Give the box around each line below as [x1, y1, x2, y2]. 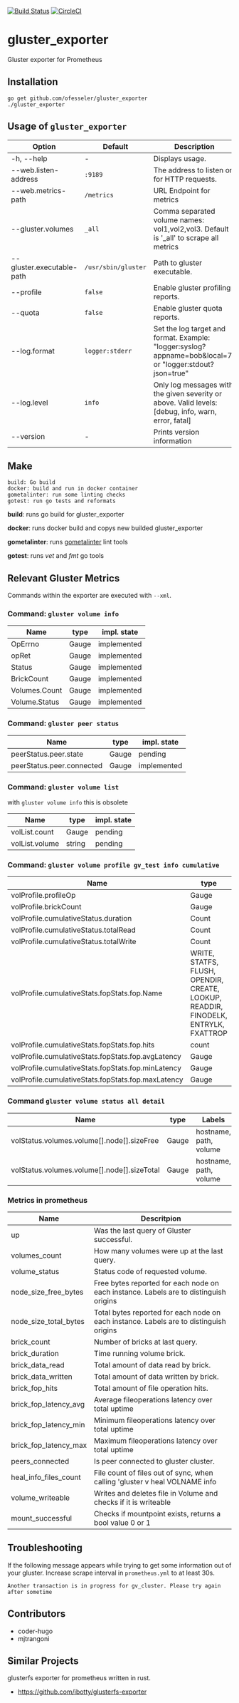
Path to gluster [153, 257, 203, 267]
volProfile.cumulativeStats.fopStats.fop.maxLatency [11, 1075, 184, 1085]
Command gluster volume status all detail [7, 1096, 165, 1106]
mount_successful [11, 1513, 73, 1523]
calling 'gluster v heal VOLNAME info [93, 1476, 217, 1486]
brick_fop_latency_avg [11, 1399, 85, 1409]
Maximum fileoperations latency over [93, 1436, 218, 1446]
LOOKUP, [190, 993, 222, 1003]
